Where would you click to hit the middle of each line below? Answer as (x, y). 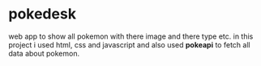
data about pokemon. (44, 53)
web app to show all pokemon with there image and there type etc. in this (131, 36)
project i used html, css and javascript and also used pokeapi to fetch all (129, 44)
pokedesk (43, 14)
